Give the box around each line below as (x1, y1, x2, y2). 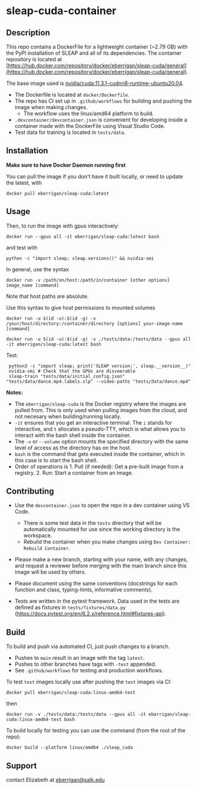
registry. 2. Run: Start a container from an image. (14, 469, 134, 476)
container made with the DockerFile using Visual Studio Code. (14, 123, 166, 129)
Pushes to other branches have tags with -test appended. (14, 660, 157, 668)
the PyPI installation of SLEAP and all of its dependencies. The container (6, 50, 181, 57)
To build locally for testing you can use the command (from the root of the (6, 727, 186, 734)
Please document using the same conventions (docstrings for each (14, 580, 178, 587)
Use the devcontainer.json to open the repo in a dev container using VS (14, 502, 190, 509)
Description (6, 28, 50, 38)
